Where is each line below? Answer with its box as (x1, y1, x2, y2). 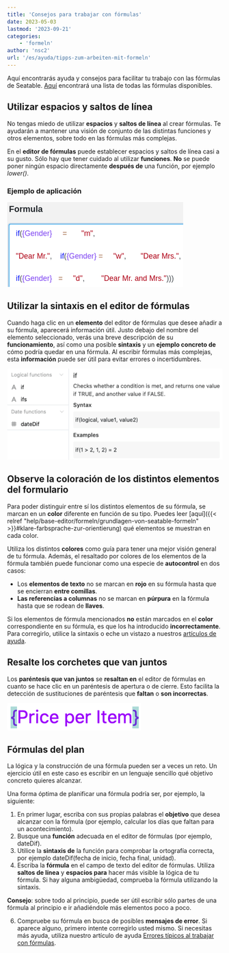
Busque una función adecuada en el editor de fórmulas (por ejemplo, (16, 832, 213, 841)
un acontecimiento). (16, 825, 74, 833)
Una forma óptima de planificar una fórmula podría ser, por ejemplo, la (7, 790, 205, 798)
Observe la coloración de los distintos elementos (7, 473, 220, 485)
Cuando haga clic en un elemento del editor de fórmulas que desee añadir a (7, 319, 222, 327)
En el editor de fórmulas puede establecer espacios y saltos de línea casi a (7, 147, 220, 156)
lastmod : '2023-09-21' (7, 25, 72, 32)
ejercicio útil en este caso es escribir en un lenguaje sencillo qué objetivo (7, 769, 213, 778)
